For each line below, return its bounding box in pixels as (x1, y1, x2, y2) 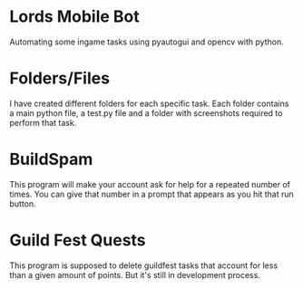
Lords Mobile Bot (9, 6, 141, 27)
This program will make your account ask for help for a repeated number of (9, 178, 291, 189)
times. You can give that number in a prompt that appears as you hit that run (9, 188, 295, 199)
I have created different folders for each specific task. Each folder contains (9, 98, 289, 109)
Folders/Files (9, 68, 111, 89)
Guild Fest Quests (9, 230, 147, 250)
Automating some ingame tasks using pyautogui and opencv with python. (9, 36, 284, 47)
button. (9, 197, 36, 209)
